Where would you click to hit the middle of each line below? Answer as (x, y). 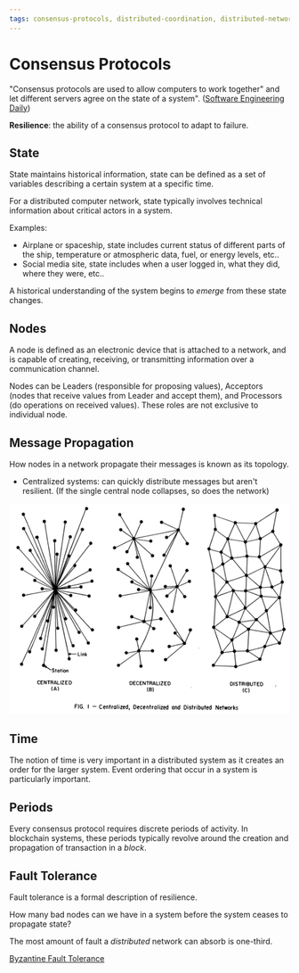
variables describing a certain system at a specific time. (112, 184)
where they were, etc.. (63, 274)
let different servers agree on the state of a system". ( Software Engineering (147, 98)
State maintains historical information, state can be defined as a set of (137, 175)
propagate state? (40, 924)
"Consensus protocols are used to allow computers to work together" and (145, 88)
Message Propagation (72, 443)
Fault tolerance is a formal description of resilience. (103, 897)
